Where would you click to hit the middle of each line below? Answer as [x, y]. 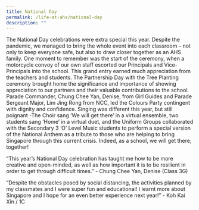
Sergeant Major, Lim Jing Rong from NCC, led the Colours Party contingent [98, 103]
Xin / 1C [16, 202]
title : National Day [32, 12]
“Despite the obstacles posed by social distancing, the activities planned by [99, 183]
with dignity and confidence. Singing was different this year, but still [89, 109]
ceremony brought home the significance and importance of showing [91, 84]
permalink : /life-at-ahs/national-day [54, 17]
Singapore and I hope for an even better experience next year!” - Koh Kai [96, 195]
